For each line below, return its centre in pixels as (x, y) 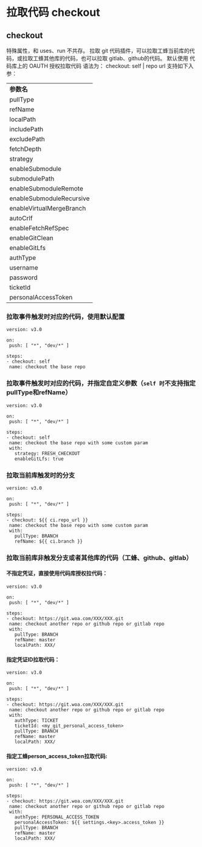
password (23, 277)
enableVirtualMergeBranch (48, 208)
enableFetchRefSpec (39, 228)
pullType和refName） (39, 392)
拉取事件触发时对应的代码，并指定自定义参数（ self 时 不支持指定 (101, 383)
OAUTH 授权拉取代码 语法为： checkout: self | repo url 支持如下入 (111, 66)
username (24, 267)
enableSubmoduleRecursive (50, 198)
